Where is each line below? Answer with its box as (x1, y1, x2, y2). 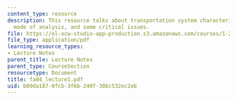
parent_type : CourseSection (7, 63, 90, 70)
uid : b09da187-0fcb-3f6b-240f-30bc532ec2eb (7, 82, 138, 89)
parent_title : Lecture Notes (7, 56, 93, 63)
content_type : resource (7, 10, 78, 18)
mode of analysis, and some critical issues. (13, 23, 150, 30)
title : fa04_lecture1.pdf (7, 75, 83, 83)
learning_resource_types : (7, 43, 83, 50)
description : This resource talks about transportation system (7, 17, 197, 24)
